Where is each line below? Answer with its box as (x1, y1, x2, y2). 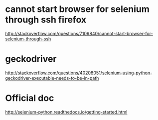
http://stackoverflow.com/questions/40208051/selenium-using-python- (5, 70, 153, 76)
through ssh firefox (5, 14, 87, 25)
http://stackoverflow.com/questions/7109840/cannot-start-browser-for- (5, 30, 153, 36)
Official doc (5, 93, 54, 104)
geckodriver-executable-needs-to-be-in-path (5, 75, 99, 81)
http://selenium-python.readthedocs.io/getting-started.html (5, 109, 128, 115)
